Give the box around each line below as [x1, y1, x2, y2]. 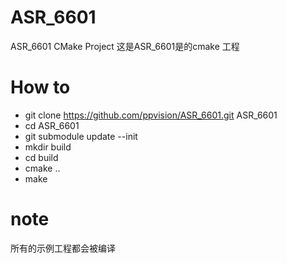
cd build [24, 151, 59, 163]
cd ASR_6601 [24, 119, 80, 131]
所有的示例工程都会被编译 [10, 242, 116, 254]
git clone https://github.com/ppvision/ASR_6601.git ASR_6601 [24, 109, 278, 121]
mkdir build [24, 141, 72, 153]
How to [10, 76, 71, 99]
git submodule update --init [24, 130, 138, 142]
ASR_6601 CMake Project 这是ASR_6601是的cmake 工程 [10, 40, 240, 52]
